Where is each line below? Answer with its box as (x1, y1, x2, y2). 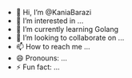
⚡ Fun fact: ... (15, 62, 60, 72)
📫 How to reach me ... (15, 42, 90, 51)
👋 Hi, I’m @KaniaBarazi (15, 8, 92, 17)
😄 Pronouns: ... (15, 53, 68, 63)
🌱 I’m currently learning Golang (15, 25, 118, 33)
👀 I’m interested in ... (15, 16, 84, 25)
